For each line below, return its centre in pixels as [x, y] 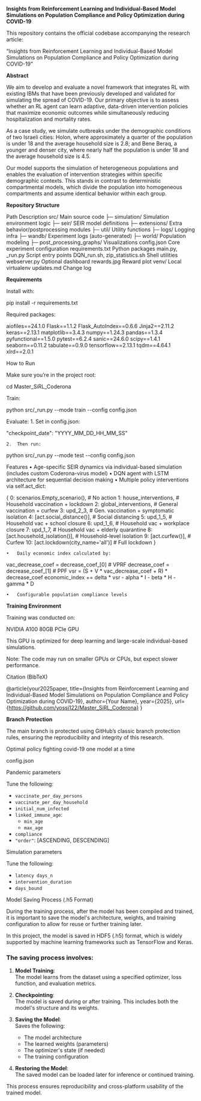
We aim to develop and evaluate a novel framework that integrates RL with [98, 87]
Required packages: [31, 314]
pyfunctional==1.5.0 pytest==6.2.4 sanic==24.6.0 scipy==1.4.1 [83, 339]
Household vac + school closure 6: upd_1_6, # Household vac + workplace [98, 523]
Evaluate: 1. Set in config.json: [43, 421]
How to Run [21, 363]
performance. [23, 665]
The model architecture [53, 1038]
